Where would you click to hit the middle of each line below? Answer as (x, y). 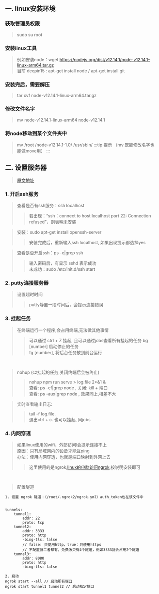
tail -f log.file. (42, 413)
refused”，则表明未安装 (53, 222)
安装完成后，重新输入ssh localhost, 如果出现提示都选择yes (87, 242)
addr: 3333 (33, 531)
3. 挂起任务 (18, 318)
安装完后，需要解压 (27, 84)
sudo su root (30, 34)
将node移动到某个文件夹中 (36, 133)
